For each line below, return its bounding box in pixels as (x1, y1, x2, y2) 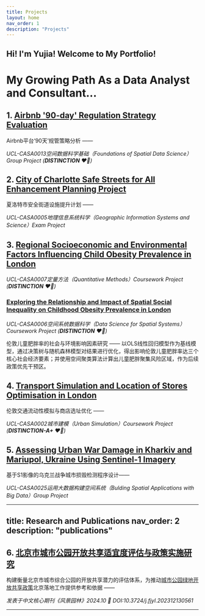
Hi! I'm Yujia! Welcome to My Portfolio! (6, 48, 156, 59)
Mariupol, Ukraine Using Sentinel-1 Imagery (6, 454, 176, 464)
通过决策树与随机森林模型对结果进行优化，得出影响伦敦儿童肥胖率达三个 (16, 347, 199, 354)
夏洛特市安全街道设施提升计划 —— (6, 201, 93, 208)
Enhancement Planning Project (6, 184, 126, 194)
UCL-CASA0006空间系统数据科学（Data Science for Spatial (6, 320, 157, 328)
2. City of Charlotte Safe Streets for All (6, 175, 156, 185)
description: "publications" (6, 525, 113, 535)
